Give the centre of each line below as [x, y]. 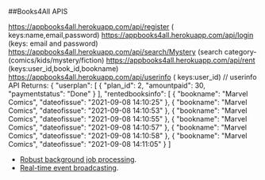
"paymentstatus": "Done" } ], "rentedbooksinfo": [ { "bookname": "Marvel [128, 94]
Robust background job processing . [78, 159]
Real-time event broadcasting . [69, 168]
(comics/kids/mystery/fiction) [56, 60]
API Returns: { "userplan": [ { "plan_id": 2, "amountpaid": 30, [107, 85]
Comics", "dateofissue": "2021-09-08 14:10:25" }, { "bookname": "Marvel [128, 102]
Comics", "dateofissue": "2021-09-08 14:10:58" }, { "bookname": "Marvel [128, 136]
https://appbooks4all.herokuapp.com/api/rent [181, 60]
